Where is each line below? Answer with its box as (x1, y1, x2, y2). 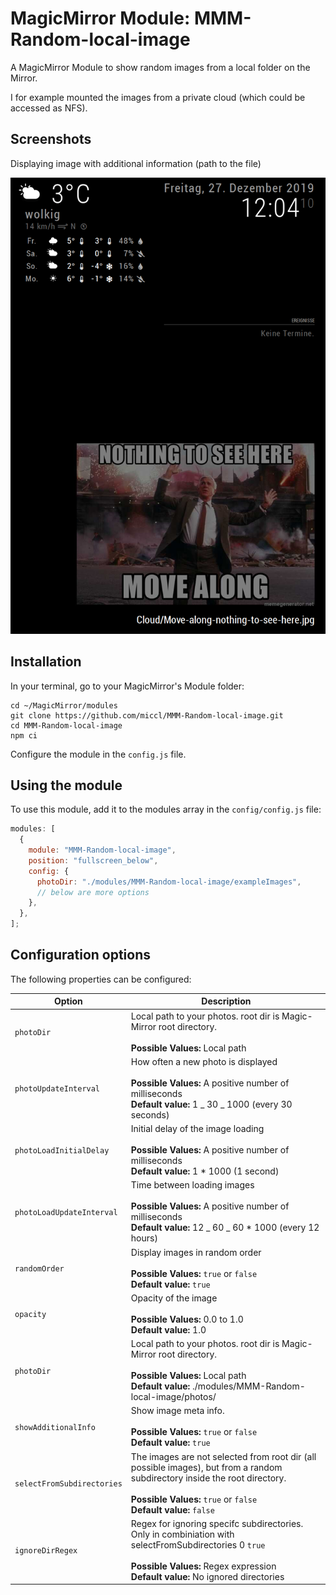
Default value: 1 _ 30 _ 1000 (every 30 (130, 1098, 293, 1110)
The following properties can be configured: (10, 973, 192, 985)
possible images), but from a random (130, 1461, 283, 1473)
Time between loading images (130, 1179, 255, 1191)
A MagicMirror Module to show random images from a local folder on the (10, 61, 311, 73)
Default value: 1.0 (130, 1323, 207, 1336)
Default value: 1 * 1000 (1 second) (130, 1165, 280, 1177)
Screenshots (10, 131, 92, 148)
